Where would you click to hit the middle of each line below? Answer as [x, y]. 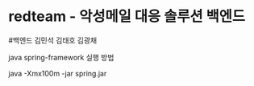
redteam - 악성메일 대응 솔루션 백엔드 [127, 16]
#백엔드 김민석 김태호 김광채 [53, 40]
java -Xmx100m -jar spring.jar [58, 73]
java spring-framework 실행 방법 [61, 57]
